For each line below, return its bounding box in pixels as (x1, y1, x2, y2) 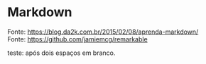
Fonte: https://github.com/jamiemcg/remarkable (7, 34, 148, 43)
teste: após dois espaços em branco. (7, 49, 116, 57)
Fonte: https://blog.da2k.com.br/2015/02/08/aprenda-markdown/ (7, 27, 199, 36)
